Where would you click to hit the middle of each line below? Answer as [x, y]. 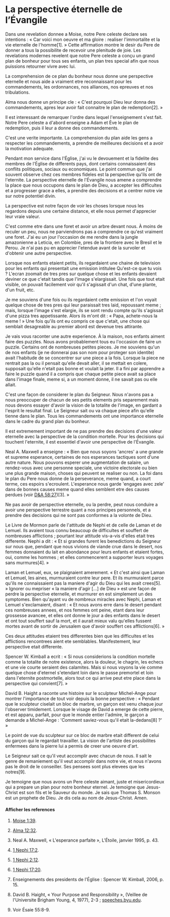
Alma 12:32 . [25, 831]
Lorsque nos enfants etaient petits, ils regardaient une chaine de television [83, 263]
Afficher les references [30, 809]
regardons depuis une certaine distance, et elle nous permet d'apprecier [81, 211]
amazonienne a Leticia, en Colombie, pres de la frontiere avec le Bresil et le [84, 242]
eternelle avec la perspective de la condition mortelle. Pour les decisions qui [85, 436]
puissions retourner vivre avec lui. [40, 66]
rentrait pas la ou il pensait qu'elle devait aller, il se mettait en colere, [76, 363]
